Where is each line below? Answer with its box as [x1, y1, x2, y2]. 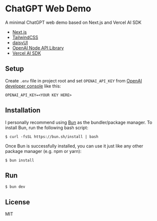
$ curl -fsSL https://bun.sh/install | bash [5, 134, 99, 139]
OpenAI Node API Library [12, 45, 64, 51]
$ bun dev [5, 184, 26, 189]
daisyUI [12, 39, 28, 45]
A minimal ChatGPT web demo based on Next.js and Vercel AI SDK [5, 19, 142, 25]
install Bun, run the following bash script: [5, 125, 88, 131]
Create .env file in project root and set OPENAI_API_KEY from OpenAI [5, 77, 142, 83]
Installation [5, 106, 41, 115]
